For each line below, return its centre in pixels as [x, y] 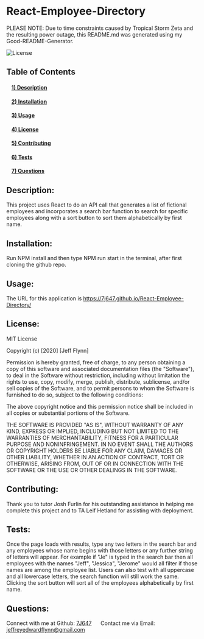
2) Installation [29, 101]
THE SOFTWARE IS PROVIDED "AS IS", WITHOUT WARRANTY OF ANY [95, 425]
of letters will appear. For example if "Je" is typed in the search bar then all [100, 557]
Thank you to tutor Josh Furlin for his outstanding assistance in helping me [100, 504]
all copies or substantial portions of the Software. [68, 413]
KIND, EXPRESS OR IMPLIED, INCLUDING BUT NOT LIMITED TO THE [93, 431]
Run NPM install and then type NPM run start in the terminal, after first [94, 258]
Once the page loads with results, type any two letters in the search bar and [101, 544]
